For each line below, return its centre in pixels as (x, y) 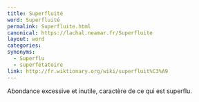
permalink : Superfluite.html (49, 26)
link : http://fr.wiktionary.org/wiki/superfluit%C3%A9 (88, 71)
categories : (24, 45)
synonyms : (21, 52)
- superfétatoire (38, 65)
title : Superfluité (35, 13)
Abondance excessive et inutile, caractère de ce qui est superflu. (99, 91)
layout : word (26, 39)
